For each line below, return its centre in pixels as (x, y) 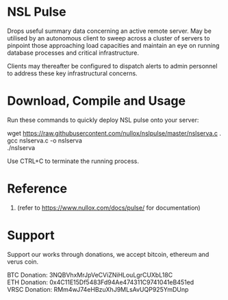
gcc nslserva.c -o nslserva (45, 140)
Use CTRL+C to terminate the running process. (73, 161)
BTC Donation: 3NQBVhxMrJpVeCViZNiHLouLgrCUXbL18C (90, 275)
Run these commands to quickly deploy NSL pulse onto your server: (103, 120)
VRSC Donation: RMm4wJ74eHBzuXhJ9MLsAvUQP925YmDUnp (98, 289)
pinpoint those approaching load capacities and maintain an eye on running (113, 45)
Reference (37, 189)
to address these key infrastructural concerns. (73, 73)
